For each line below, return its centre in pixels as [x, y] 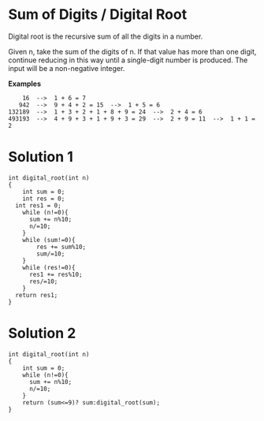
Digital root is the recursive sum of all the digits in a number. [106, 36]
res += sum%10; [61, 247]
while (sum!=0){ [49, 240]
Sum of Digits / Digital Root [98, 15]
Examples [25, 84]
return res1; [37, 295]
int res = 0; [44, 199]
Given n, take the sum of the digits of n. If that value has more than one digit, [132, 51]
